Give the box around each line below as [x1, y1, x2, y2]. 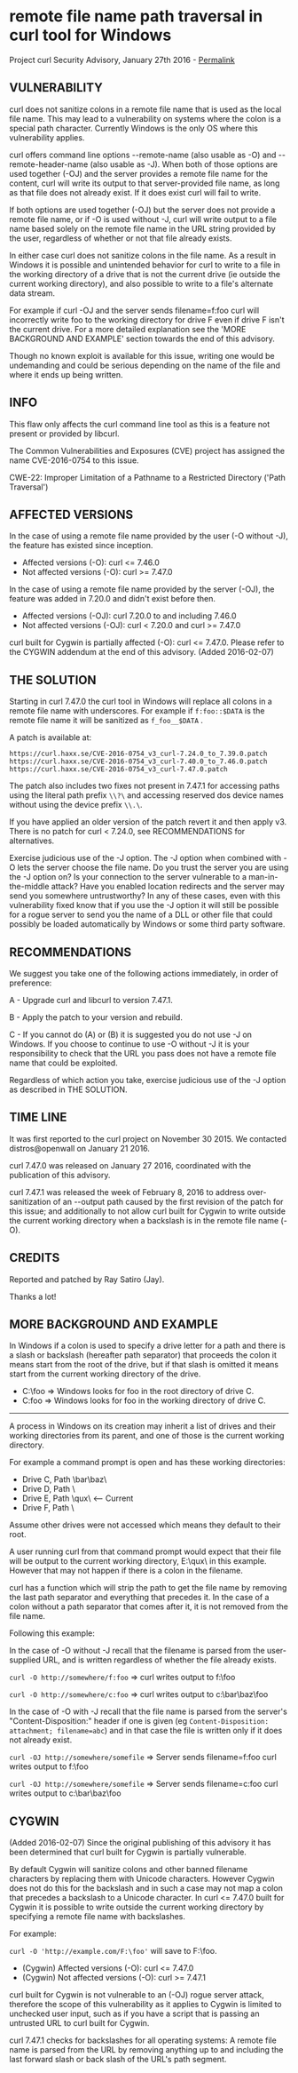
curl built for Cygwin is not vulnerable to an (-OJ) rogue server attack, [9, 1989, 264, 2000]
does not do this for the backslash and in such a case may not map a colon [9, 1883, 284, 1894]
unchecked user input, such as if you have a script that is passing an [9, 2008, 260, 2019]
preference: [9, 977, 52, 988]
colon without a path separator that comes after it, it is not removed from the [9, 1601, 288, 1612]
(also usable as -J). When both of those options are [90, 158, 278, 170]
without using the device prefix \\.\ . [9, 800, 144, 810]
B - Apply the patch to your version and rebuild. [9, 1012, 184, 1023]
